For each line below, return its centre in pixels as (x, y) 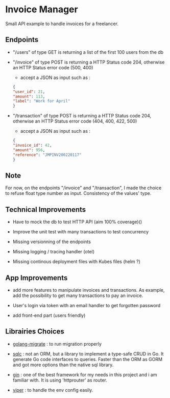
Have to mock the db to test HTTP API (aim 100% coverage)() (77, 222)
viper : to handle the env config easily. (53, 390)
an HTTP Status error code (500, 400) (53, 67)
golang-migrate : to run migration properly (57, 344)
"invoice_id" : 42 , (32, 145)
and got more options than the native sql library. (63, 365)
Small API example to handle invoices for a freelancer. (62, 24)
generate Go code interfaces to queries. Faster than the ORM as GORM (87, 359)
